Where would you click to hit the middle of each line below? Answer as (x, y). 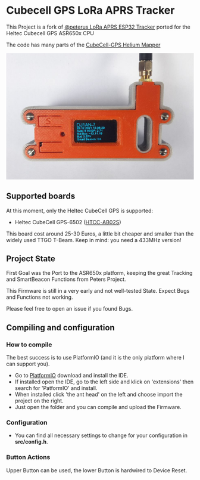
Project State (31, 259)
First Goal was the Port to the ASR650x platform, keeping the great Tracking (99, 273)
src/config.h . (31, 442)
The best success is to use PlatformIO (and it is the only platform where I (95, 358)
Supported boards (41, 196)
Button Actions (28, 457)
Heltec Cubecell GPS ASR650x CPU (50, 33)
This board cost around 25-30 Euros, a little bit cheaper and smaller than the (100, 234)
